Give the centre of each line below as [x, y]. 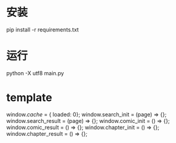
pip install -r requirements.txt [42, 29]
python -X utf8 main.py [35, 73]
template [29, 98]
